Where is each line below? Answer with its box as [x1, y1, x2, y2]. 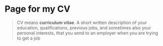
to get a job [16, 35, 40, 41]
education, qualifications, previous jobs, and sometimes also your [16, 24, 152, 30]
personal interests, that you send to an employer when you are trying [16, 30, 159, 36]
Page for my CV [4, 3, 71, 15]
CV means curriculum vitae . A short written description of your [16, 20, 147, 25]
